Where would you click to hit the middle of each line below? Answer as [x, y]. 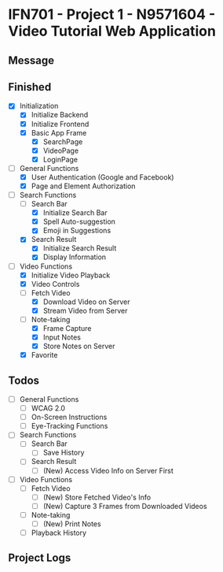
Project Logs [40, 558]
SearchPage [63, 141]
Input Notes [62, 337]
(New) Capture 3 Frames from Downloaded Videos [125, 506]
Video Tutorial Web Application [112, 31]
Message [31, 60]
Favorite [44, 355]
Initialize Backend [60, 115]
